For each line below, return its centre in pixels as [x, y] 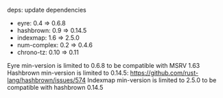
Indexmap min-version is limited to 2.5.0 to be [152, 80]
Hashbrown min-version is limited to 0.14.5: [68, 73]
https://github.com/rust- [164, 73]
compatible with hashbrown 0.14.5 [55, 87]
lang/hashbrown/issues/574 [46, 80]
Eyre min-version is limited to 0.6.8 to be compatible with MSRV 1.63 [104, 65]
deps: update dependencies [47, 10]
